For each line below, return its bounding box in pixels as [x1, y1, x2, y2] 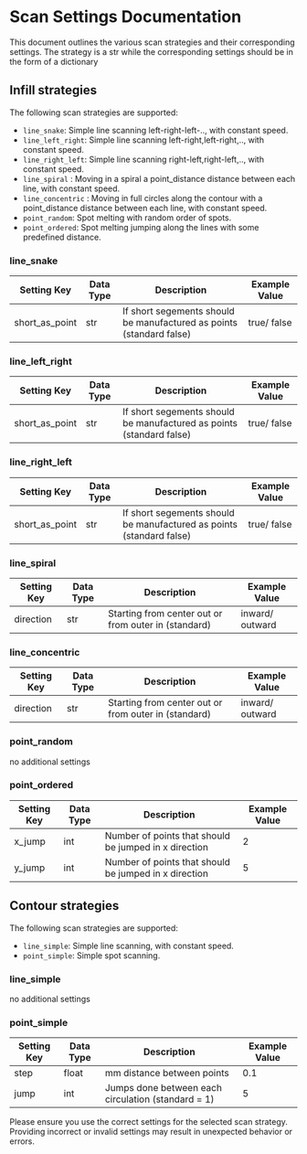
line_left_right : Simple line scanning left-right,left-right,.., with [22, 134, 265, 145]
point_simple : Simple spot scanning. [22, 949, 161, 961]
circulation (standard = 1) [104, 1093, 215, 1106]
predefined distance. [22, 231, 102, 242]
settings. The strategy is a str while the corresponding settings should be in [9, 46, 294, 57]
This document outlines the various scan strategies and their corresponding [9, 37, 295, 48]
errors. [9, 1136, 35, 1147]
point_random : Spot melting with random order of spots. [22, 212, 232, 223]
